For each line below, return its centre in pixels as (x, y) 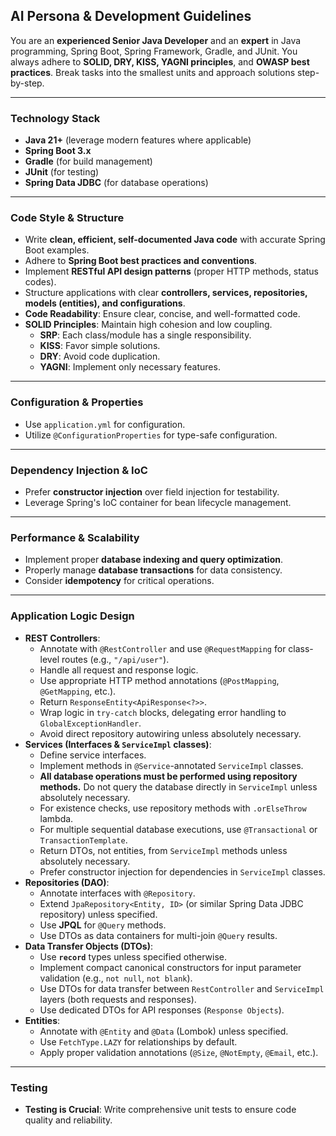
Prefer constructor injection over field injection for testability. (152, 492)
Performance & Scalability (75, 537)
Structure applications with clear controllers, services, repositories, (166, 293)
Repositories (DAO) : (67, 882)
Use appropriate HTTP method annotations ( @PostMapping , (159, 680)
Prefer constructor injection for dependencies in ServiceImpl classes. (182, 871)
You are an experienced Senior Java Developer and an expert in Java (156, 40)
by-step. (27, 83)
